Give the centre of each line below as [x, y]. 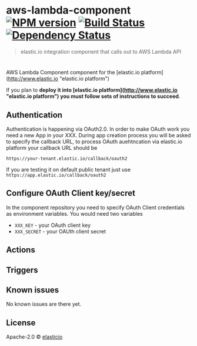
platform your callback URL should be [52, 147]
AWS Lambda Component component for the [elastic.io [73, 73]
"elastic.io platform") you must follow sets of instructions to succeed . [93, 96]
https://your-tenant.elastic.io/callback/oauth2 [67, 159]
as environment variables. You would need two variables [74, 213]
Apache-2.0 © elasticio [34, 337]
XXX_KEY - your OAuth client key [53, 225]
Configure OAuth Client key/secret [71, 193]
